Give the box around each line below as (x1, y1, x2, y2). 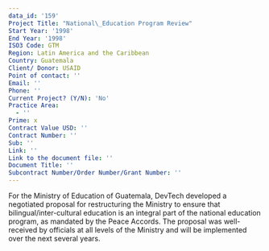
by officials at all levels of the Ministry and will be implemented (39, 225, 247, 234)
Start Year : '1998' (8, 27, 74, 35)
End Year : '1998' (8, 34, 67, 43)
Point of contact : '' (8, 72, 81, 80)
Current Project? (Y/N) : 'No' (8, 94, 110, 102)
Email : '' (8, 79, 42, 87)
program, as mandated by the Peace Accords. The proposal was (8, 216, 222, 226)
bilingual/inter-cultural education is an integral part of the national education (8, 208, 262, 217)
